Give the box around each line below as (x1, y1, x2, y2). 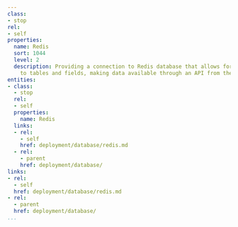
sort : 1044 (13, 50, 46, 57)
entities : (7, 76, 37, 83)
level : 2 (13, 57, 40, 64)
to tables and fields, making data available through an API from (20, 69, 220, 76)
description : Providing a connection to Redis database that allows (13, 63, 220, 70)
